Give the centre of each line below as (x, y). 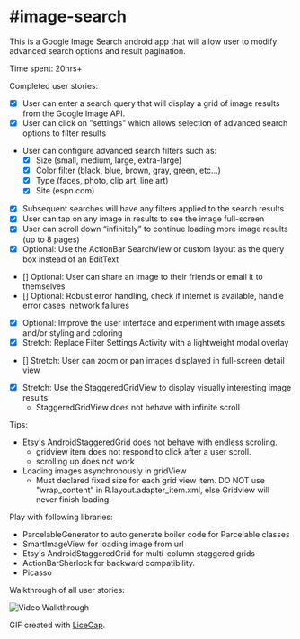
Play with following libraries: (62, 517)
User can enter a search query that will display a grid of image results (151, 103)
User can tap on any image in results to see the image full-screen (143, 219)
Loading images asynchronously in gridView (104, 471)
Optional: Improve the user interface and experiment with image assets (154, 322)
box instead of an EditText (71, 259)
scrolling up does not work (85, 461)
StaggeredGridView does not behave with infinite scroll (138, 407)
